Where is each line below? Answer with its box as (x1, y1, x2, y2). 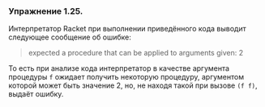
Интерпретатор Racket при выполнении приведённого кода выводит (8, 24, 246, 34)
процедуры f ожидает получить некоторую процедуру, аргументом (8, 72, 245, 82)
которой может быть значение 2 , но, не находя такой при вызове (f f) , (8, 80, 258, 90)
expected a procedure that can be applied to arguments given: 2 (28, 48, 244, 58)
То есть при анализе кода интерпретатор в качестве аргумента (8, 64, 229, 73)
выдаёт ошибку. (8, 89, 64, 99)
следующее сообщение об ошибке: (8, 32, 131, 42)
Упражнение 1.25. (8, 6, 83, 17)
